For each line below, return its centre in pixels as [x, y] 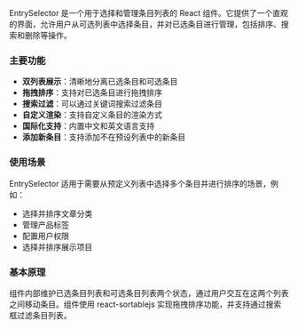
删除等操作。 [48, 35]
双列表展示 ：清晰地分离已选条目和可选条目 [100, 82]
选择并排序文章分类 [57, 213]
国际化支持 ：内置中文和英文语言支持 [88, 126]
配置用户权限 [45, 236]
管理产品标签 [45, 224]
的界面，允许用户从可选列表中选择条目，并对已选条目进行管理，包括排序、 [145, 24]
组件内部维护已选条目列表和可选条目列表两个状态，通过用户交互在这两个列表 [149, 293]
